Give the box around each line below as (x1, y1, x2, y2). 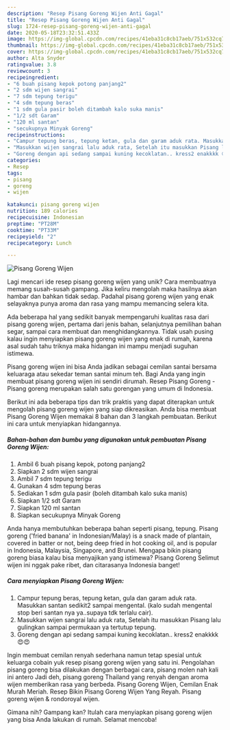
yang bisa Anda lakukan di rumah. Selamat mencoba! (7, 716, 157, 724)
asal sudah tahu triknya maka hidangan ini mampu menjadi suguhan (7, 342, 199, 350)
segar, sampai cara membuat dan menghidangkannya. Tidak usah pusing (7, 328, 214, 336)
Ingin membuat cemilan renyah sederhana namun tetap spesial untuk (7, 651, 202, 659)
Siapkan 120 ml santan (16, 504, 81, 512)
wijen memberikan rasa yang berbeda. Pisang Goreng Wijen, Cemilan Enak (7, 681, 218, 689)
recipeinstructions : (7, 131, 66, 138)
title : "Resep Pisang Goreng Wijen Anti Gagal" (7, 16, 146, 23)
